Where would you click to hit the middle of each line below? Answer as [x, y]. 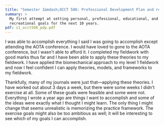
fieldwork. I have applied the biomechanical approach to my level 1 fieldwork [82, 63]
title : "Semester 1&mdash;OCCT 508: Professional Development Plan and [79, 10]
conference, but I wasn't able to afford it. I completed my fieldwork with [77, 52]
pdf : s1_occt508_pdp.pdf [30, 28]
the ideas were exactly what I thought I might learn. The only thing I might [79, 103]
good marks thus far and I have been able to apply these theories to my [77, 57]
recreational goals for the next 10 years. [54, 23]
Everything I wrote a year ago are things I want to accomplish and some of [80, 98]
